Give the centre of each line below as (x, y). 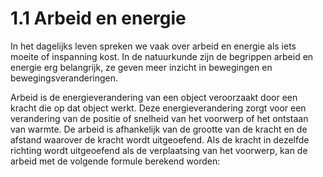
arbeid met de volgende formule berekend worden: (115, 161)
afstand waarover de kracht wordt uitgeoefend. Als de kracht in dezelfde (160, 139)
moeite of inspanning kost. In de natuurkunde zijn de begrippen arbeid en (162, 56)
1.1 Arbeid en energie (98, 18)
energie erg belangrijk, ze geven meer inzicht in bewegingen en (141, 67)
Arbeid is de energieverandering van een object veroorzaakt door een (154, 97)
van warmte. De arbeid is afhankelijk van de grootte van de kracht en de (159, 129)
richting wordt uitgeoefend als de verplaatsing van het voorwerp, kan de (159, 150)
